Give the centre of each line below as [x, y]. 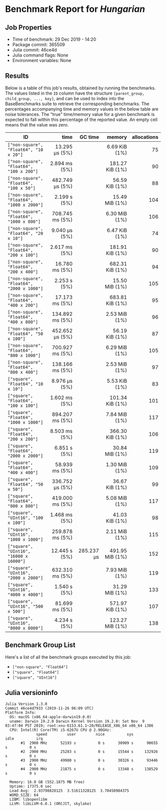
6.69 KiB [117, 146]
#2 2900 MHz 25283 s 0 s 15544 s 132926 [89, 752]
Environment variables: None [42, 60]
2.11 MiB [116, 531]
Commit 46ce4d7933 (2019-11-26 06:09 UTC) [49, 708]
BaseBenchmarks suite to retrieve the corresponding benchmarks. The [77, 104]
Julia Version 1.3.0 [26, 704]
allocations [145, 137]
